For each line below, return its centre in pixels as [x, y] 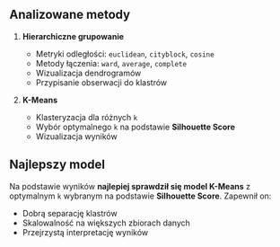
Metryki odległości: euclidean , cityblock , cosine [125, 54]
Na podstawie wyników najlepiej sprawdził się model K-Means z [130, 186]
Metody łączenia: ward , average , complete [111, 63]
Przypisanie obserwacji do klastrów [101, 82]
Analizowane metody [70, 15]
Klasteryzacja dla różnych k [87, 117]
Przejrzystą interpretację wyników [85, 232]
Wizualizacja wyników [77, 136]
